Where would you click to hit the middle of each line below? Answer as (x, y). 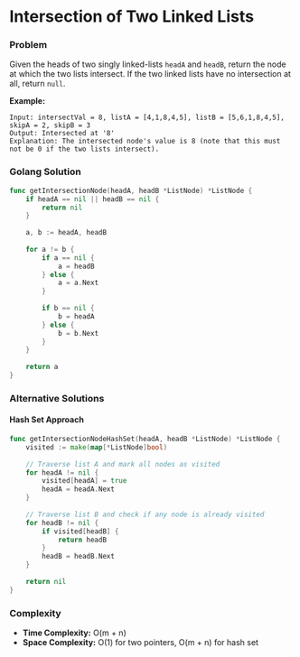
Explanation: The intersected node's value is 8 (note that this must (145, 142)
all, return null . (37, 84)
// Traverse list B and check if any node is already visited (145, 514)
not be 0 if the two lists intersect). (84, 149)
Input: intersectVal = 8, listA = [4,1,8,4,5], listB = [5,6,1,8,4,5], (147, 118)
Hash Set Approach (47, 420)
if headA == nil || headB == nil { (93, 199)
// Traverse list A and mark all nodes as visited (123, 464)
